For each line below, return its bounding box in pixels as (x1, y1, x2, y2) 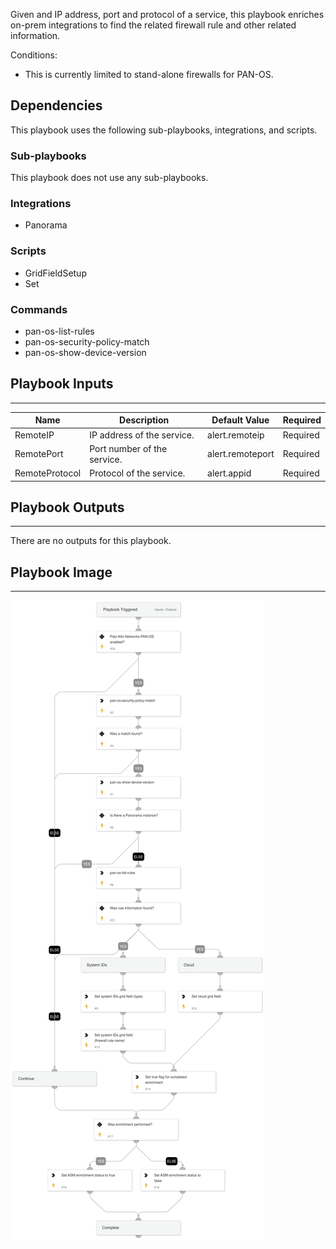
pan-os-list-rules (24, 325, 95, 337)
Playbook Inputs (10, 375, 114, 393)
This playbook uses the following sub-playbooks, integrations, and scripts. (10, 124, 318, 136)
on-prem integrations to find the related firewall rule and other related (10, 19, 297, 31)
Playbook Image (10, 564, 113, 581)
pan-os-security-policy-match (24, 336, 150, 348)
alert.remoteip (207, 429, 265, 441)
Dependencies (10, 97, 103, 114)
